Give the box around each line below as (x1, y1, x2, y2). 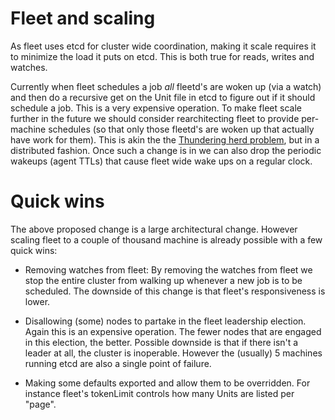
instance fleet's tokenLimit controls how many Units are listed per (24, 387, 295, 399)
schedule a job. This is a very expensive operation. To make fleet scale (10, 102, 302, 114)
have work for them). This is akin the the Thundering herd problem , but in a (10, 133, 320, 146)
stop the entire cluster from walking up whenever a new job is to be (24, 274, 303, 286)
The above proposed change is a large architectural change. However (10, 223, 298, 235)
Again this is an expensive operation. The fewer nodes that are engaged (24, 325, 322, 337)
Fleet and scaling (10, 7, 156, 30)
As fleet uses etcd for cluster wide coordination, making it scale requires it (10, 40, 317, 52)
